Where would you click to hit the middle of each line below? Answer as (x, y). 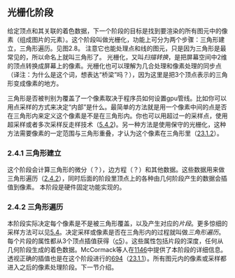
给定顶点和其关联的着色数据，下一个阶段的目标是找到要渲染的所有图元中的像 (117, 31)
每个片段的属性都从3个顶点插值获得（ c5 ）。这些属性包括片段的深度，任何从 (115, 241)
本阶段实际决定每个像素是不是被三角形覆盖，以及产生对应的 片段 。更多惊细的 (117, 223)
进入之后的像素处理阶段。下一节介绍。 (62, 267)
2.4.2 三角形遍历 (35, 207)
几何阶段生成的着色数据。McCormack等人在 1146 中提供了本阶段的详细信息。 (117, 250)
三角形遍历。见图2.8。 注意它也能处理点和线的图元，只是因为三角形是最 (123, 48)
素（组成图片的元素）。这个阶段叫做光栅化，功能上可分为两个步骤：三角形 (113, 39)
